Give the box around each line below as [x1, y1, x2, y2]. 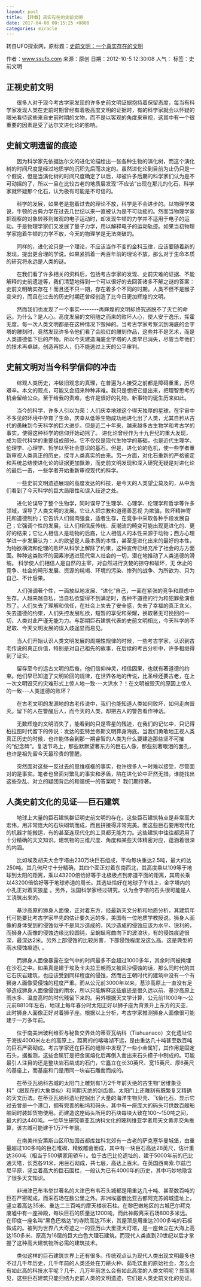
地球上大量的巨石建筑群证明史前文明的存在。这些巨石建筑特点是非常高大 [16, 814, 195, 821]
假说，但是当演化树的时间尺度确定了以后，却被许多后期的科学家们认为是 [11, 172, 190, 179]
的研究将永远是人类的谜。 [6, 258, 69, 265]
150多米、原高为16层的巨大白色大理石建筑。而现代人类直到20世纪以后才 [11, 1231, 190, 1239]
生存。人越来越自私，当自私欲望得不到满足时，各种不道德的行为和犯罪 [6, 594, 179, 602]
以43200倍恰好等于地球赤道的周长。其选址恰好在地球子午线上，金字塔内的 [6, 879, 190, 886]
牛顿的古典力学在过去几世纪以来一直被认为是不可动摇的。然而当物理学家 [16, 208, 195, 215]
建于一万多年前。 [6, 1016, 48, 1023]
